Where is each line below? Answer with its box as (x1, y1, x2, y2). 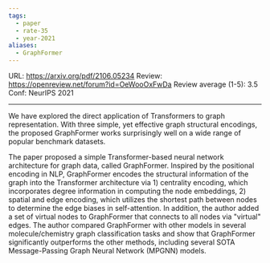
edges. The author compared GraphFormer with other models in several (8, 221, 247, 229)
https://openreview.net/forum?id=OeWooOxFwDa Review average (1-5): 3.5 (8, 79, 259, 89)
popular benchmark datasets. (8, 137, 106, 146)
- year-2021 (15, 34, 56, 42)
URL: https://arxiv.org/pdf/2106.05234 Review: (8, 71, 163, 80)
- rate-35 (15, 26, 48, 34)
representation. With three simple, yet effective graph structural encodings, (8, 119, 258, 129)
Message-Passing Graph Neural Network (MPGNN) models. (8, 246, 207, 255)
